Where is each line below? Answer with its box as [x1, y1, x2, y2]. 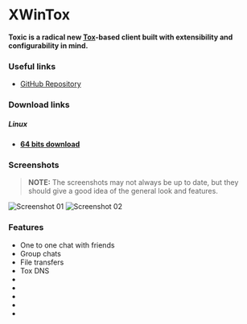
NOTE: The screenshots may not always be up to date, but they [27, 178, 239, 187]
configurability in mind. [8, 40, 89, 50]
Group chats [19, 248, 62, 258]
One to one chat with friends [19, 240, 115, 250]
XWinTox [8, 6, 71, 24]
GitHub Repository [19, 79, 82, 89]
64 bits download [19, 139, 80, 150]
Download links [8, 99, 70, 110]
